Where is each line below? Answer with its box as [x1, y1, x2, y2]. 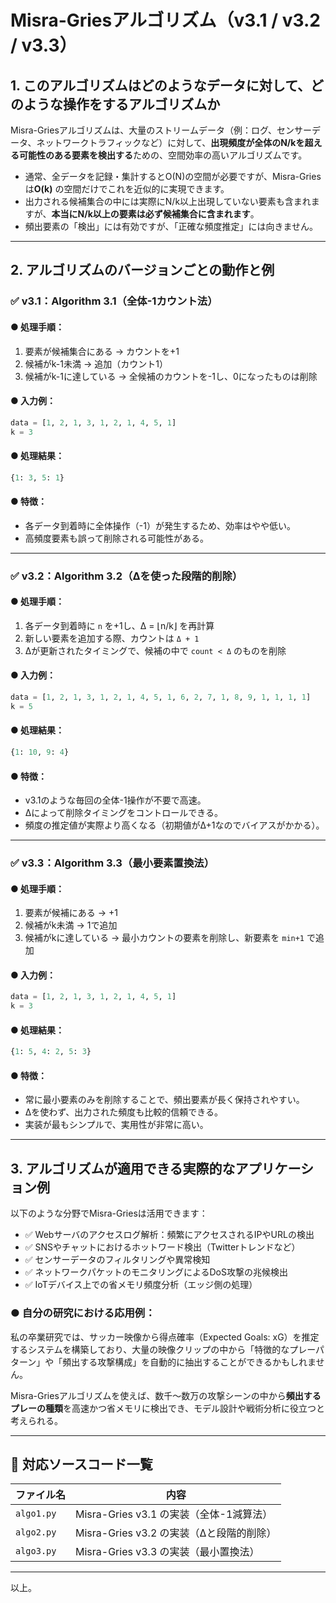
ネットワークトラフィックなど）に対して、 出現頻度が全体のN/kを [36, 137, 305, 148]
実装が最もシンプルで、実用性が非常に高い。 [24, 1119, 209, 1131]
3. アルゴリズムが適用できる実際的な [10, 1160, 236, 1177]
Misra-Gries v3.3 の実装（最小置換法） [75, 1545, 260, 1559]
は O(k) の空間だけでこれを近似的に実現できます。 [24, 183, 230, 195]
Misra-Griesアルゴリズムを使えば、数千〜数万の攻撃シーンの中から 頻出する [10, 1389, 322, 1401]
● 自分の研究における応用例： [10, 1306, 156, 1320]
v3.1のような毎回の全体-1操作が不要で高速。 [24, 794, 207, 806]
